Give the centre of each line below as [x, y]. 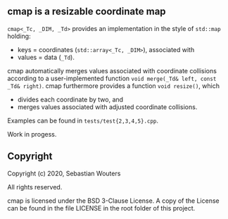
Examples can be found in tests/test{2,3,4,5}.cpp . [83, 120]
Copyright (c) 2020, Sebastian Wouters [64, 173]
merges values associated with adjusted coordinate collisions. [107, 107]
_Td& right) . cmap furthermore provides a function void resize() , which [114, 86]
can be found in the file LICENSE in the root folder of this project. [101, 208]
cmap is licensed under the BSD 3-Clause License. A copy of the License [113, 201]
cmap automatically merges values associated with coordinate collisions [112, 70]
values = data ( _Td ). [46, 57]
